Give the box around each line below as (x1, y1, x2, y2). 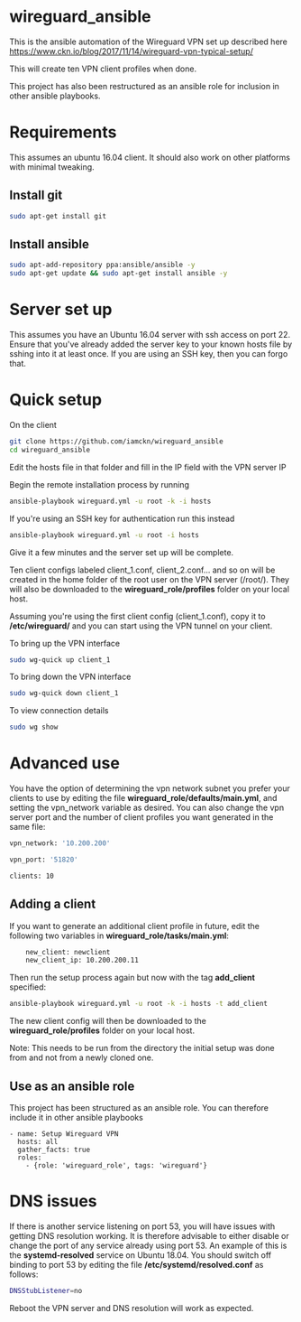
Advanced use (9, 753, 120, 774)
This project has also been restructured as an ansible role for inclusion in (9, 80, 279, 91)
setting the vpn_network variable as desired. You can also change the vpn (9, 802, 285, 814)
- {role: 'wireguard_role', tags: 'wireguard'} (25, 1160, 207, 1170)
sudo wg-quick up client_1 (9, 655, 111, 665)
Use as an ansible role (9, 1078, 135, 1094)
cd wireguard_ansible (9, 445, 91, 454)
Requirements (9, 122, 117, 143)
